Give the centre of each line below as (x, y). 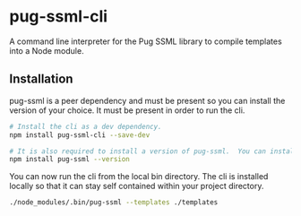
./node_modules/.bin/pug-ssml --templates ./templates (114, 203)
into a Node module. (47, 50)
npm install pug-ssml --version (69, 160)
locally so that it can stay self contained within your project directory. (137, 186)
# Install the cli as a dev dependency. (86, 126)
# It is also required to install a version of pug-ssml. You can (138, 151)
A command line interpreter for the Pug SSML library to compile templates (146, 41)
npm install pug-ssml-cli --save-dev (80, 135)
